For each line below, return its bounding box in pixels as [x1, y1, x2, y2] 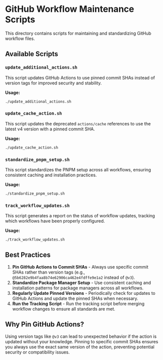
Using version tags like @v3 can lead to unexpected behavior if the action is [5, 333, 157, 339]
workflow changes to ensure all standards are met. [12, 306, 116, 312]
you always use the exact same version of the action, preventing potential [5, 344, 155, 350]
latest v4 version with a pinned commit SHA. [5, 126, 95, 132]
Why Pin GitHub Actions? [5, 320, 85, 329]
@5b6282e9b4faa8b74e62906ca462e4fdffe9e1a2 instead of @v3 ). [12, 274, 135, 280]
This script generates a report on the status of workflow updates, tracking [5, 213, 155, 219]
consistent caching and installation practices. [5, 172, 97, 178]
